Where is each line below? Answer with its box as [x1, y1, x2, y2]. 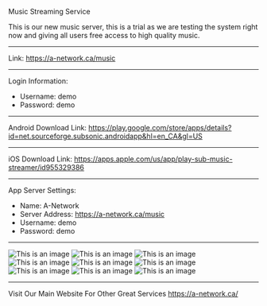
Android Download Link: [8, 123, 87, 132]
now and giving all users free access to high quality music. [8, 31, 200, 40]
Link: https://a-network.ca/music [8, 53, 116, 63]
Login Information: [8, 76, 68, 86]
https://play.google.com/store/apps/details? [88, 123, 232, 132]
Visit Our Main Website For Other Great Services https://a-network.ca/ [8, 289, 238, 298]
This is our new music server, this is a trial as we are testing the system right [8, 22, 258, 31]
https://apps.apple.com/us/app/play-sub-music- [74, 154, 233, 164]
